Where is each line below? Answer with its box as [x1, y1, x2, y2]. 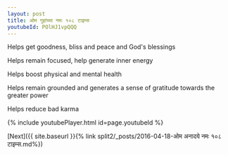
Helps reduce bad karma [7, 105, 80, 113]
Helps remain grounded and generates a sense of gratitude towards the [7, 84, 215, 92]
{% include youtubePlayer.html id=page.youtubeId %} [7, 118, 164, 127]
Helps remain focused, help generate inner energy [7, 56, 153, 65]
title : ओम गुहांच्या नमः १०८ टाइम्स [7, 17, 90, 24]
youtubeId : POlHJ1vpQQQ [7, 23, 77, 30]
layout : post [7, 10, 46, 18]
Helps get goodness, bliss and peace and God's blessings [7, 43, 176, 51]
